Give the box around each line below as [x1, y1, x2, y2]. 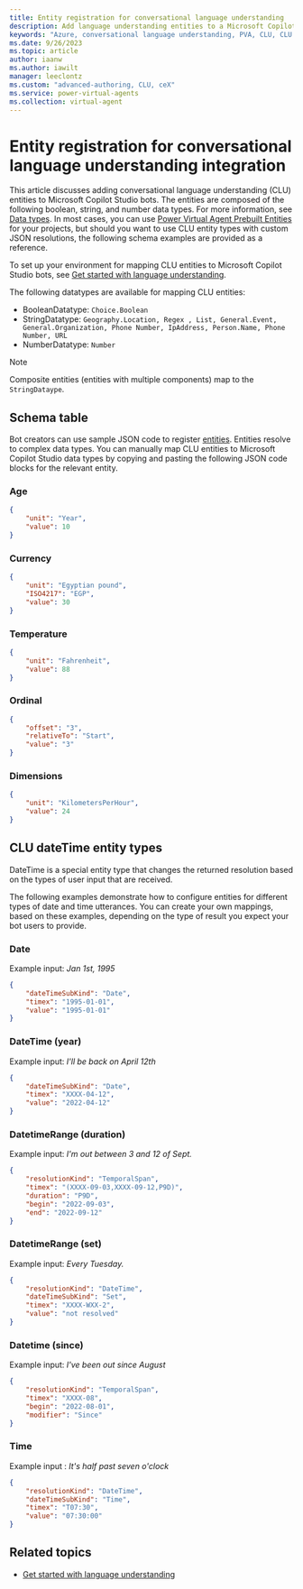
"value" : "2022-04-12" [25, 1098, 111, 1107]
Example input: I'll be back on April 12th [9, 1056, 156, 1067]
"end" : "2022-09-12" [25, 1208, 103, 1217]
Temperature [9, 628, 68, 640]
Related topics [9, 1545, 92, 1560]
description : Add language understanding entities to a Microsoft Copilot [9, 22, 297, 31]
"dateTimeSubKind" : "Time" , [25, 1494, 131, 1504]
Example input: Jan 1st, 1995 [9, 962, 115, 974]
